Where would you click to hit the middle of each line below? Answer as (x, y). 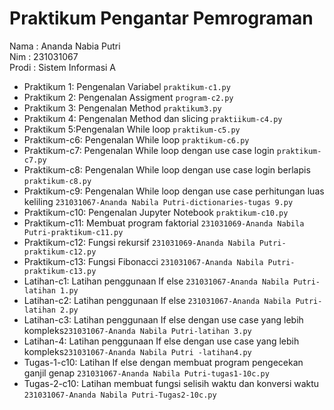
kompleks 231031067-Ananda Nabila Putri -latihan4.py (137, 351)
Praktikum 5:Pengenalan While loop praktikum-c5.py (132, 129)
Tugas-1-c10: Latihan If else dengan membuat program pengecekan (163, 362)
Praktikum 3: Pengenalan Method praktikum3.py (122, 108)
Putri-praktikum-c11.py (73, 232)
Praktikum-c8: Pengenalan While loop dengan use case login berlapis (167, 169)
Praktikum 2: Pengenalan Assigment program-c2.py (128, 97)
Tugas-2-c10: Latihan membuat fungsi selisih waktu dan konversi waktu (171, 383)
